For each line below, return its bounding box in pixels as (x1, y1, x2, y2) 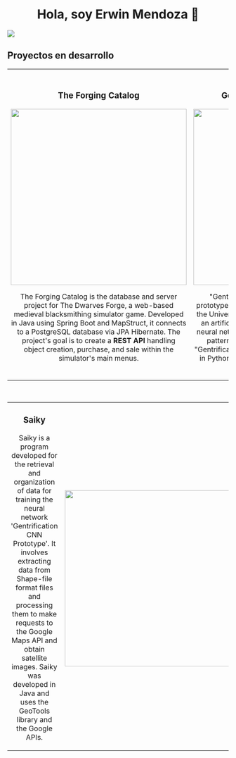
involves (20, 547, 48, 557)
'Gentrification (11, 521, 58, 530)
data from (18, 565, 51, 575)
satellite (21, 653, 48, 663)
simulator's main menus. (58, 353, 139, 363)
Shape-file (16, 573, 53, 583)
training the (15, 495, 54, 504)
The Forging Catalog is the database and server (20, 292, 178, 302)
